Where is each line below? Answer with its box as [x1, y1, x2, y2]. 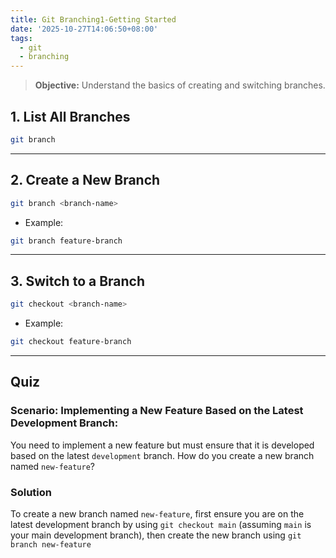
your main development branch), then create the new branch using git [10, 529, 302, 541]
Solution [10, 485, 53, 499]
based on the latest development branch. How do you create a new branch [10, 449, 315, 461]
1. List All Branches [10, 108, 131, 125]
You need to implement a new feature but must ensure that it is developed [10, 439, 315, 451]
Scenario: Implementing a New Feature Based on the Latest [10, 404, 304, 418]
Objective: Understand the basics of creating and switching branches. [34, 79, 326, 91]
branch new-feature [10, 539, 92, 550]
